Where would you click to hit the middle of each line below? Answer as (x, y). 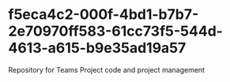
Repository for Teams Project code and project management (107, 69)
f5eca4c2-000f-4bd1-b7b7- (104, 15)
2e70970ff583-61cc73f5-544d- (116, 31)
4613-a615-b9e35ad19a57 (97, 48)
